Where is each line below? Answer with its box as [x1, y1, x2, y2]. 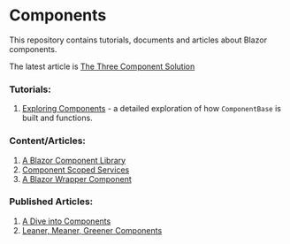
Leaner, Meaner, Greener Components [21, 225, 163, 235]
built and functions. [21, 112, 93, 124]
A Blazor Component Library [21, 155, 126, 165]
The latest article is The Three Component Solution [9, 61, 195, 72]
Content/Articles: [9, 134, 87, 147]
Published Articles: [9, 195, 94, 208]
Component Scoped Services [21, 164, 130, 175]
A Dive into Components [21, 216, 111, 226]
